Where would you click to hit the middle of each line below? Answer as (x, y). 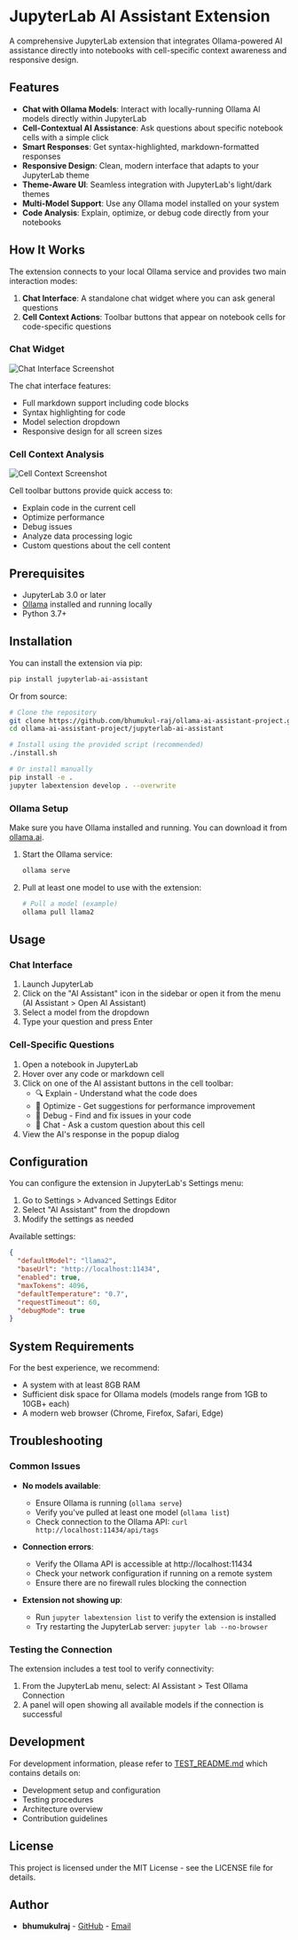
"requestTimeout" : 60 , (59, 1302)
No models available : (61, 1485)
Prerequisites (47, 573)
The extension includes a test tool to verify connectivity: (112, 1669)
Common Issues (45, 1466)
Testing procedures (58, 1799)
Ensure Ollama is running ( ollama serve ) (109, 1503)
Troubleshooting (56, 1441)
